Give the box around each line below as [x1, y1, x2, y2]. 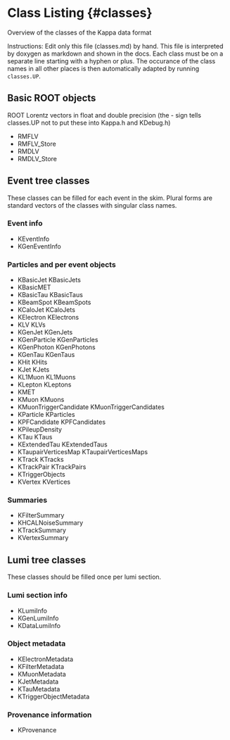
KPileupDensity [17, 425, 62, 434]
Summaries [7, 495, 48, 505]
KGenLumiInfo [17, 614, 59, 622]
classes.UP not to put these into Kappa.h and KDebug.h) [7, 118, 171, 127]
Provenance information [7, 710, 92, 720]
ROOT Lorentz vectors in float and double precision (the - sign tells [7, 111, 202, 119]
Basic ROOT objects [7, 92, 96, 104]
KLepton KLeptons [17, 380, 72, 389]
